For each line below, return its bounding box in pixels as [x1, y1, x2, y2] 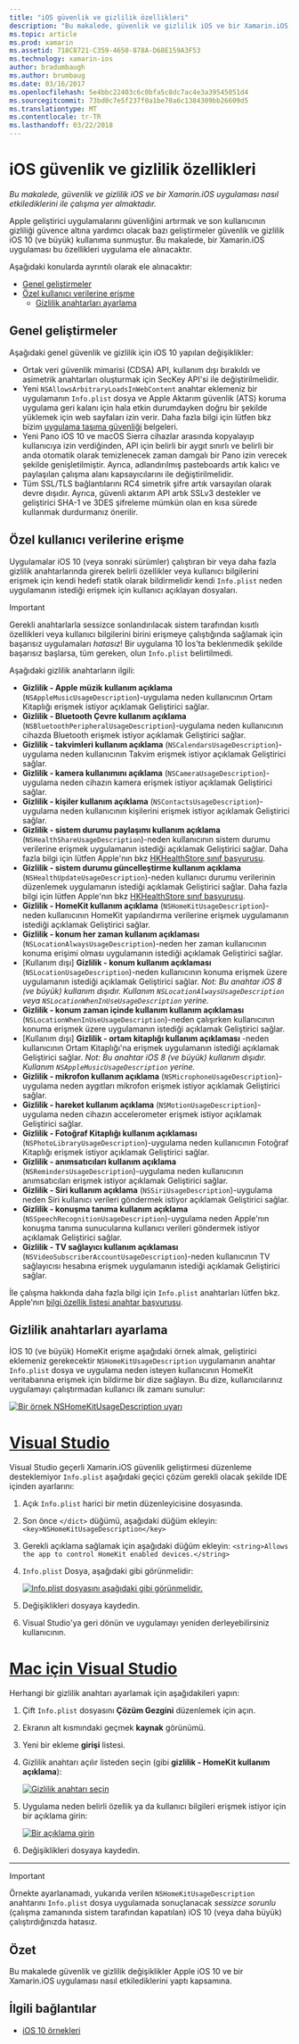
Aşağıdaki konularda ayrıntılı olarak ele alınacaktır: [9, 261, 193, 272]
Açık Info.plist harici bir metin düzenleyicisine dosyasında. [21, 1498, 243, 1509]
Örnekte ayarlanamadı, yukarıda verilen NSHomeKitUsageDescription [9, 1888, 255, 1899]
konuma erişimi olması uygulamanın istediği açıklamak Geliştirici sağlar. [21, 948, 283, 958]
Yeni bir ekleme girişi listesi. [21, 1740, 126, 1750]
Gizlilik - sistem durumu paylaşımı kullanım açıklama [21, 824, 221, 835]
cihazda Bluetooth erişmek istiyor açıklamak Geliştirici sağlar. [21, 729, 246, 741]
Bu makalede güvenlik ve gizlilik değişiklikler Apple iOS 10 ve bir [9, 1966, 244, 1977]
